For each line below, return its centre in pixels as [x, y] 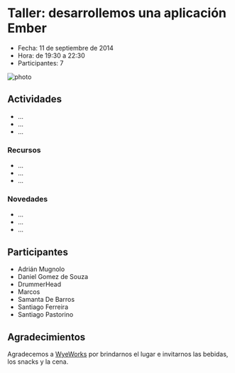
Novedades [28, 199]
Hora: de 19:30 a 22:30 [51, 56]
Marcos [29, 292]
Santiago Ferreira [43, 307]
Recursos [24, 149]
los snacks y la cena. [38, 362]
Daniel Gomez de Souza [53, 277]
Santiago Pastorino [45, 315]
